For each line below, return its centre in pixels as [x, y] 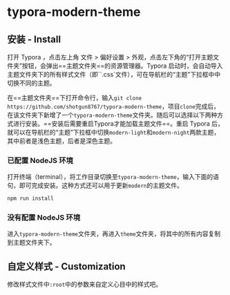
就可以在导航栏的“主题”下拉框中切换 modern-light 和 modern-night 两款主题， [114, 132]
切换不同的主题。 [31, 83]
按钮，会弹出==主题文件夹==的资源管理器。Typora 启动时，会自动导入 [122, 66]
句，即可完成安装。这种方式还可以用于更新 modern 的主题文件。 [95, 185]
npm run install [30, 199]
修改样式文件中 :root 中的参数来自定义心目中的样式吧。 [85, 285]
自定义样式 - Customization [66, 266]
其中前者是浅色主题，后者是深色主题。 [61, 141]
